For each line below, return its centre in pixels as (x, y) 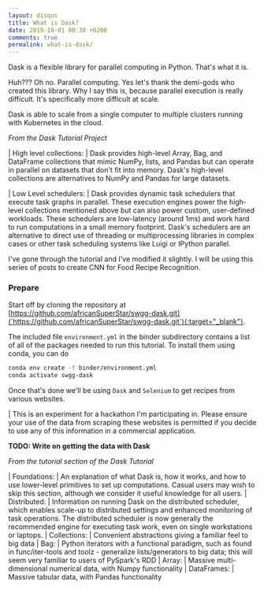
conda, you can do (39, 354)
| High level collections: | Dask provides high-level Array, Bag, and (115, 154)
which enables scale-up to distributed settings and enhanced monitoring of (130, 510)
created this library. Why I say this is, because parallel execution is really (126, 91)
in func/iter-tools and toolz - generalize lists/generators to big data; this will (130, 552)
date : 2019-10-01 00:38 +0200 (58, 30)
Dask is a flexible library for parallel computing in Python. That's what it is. (128, 67)
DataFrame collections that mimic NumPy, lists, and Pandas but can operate (131, 161)
